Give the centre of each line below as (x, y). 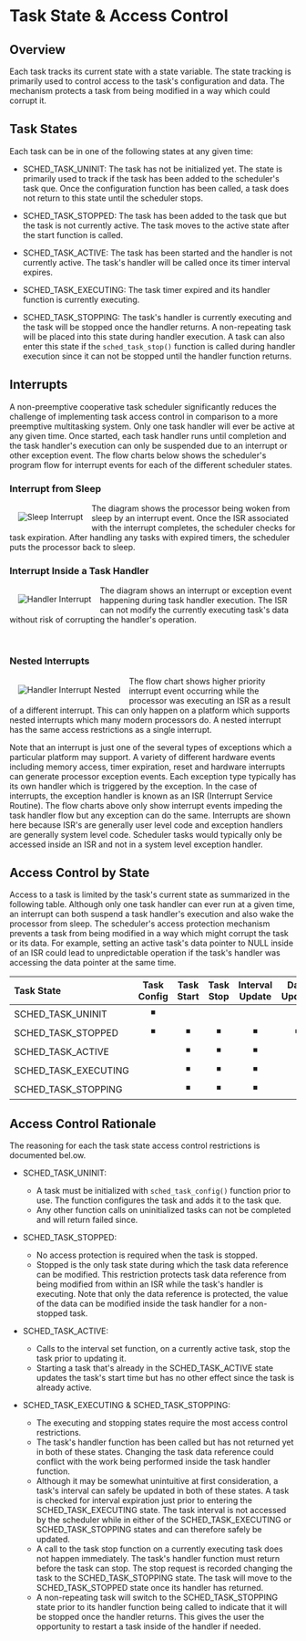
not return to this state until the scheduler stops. (112, 198)
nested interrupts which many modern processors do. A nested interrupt (145, 720)
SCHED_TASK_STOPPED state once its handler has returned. (150, 1588)
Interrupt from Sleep (56, 488)
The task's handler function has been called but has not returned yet (165, 1442)
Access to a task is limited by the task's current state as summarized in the (150, 894)
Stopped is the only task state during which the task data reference (162, 1265)
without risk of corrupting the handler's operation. (103, 620)
